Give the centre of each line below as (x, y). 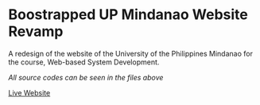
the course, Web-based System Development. (84, 62)
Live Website (29, 92)
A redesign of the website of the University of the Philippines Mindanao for (130, 53)
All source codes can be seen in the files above (86, 77)
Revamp (36, 31)
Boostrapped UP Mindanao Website (128, 15)
